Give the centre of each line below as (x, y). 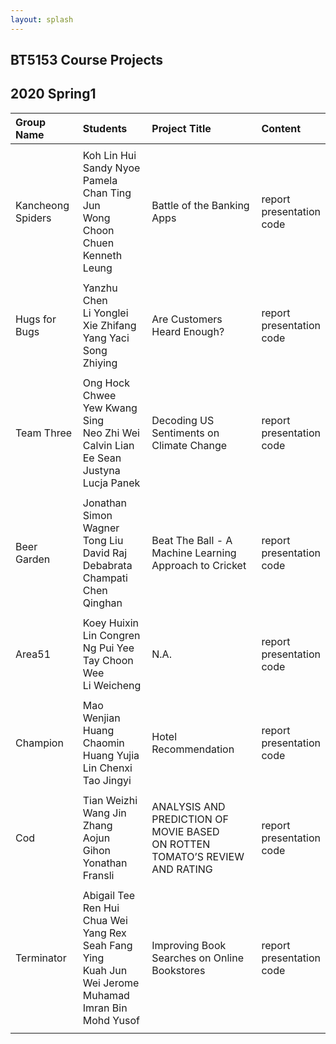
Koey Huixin (111, 623)
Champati (105, 578)
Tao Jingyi (107, 780)
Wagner (101, 528)
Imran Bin (105, 1008)
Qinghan (102, 603)
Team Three (44, 433)
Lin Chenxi (107, 768)
